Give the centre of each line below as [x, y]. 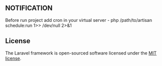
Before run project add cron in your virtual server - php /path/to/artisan [78, 20]
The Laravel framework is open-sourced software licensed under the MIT [81, 53]
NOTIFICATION [29, 8]
